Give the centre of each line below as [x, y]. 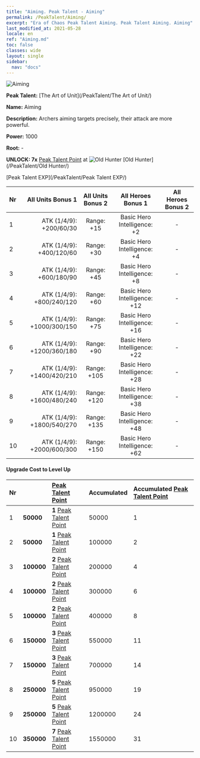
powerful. [18, 125]
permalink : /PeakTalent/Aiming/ [46, 17]
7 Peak [61, 731]
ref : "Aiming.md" [28, 39]
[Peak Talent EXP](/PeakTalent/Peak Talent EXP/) [66, 178]
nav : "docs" [26, 67]
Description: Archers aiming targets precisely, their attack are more [89, 119]
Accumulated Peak [161, 489]
